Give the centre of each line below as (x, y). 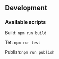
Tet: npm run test (23, 42)
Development (26, 8)
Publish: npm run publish (30, 52)
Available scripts (26, 22)
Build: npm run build (26, 33)
